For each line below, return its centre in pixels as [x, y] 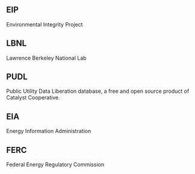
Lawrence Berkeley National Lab [46, 58]
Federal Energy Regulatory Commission [55, 164]
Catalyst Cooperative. [33, 98]
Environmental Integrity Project [45, 24]
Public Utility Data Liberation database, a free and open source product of [98, 91]
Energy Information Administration [49, 131]
